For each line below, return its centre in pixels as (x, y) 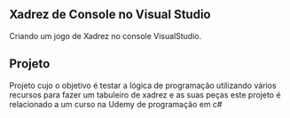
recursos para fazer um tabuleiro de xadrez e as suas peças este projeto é (145, 94)
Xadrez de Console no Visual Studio (110, 15)
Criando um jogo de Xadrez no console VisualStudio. (106, 35)
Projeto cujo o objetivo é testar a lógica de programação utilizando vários (143, 85)
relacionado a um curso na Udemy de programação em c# (116, 104)
